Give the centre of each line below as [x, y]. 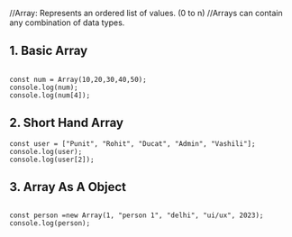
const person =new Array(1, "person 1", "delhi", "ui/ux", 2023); [137, 215]
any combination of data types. [67, 23]
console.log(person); [50, 223]
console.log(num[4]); [50, 95]
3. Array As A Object [68, 187]
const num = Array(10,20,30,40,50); [78, 79]
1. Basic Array [49, 51]
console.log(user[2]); [52, 160]
